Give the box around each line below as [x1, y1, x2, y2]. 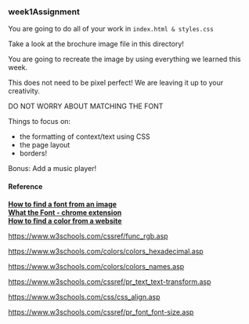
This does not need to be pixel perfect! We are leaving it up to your [8, 78, 224, 88]
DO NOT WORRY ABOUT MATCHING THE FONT [8, 101, 164, 111]
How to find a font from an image [8, 199, 117, 209]
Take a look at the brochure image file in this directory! [8, 39, 184, 49]
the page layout [19, 140, 70, 150]
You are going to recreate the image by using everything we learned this [8, 54, 241, 64]
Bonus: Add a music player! [8, 164, 96, 173]
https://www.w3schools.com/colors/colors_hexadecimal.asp [8, 246, 204, 256]
